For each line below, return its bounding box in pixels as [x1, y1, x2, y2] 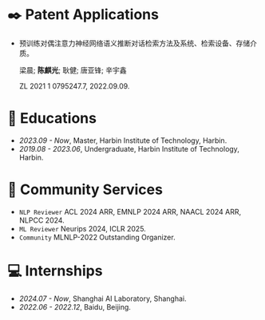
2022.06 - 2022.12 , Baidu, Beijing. [18, 302, 131, 311]
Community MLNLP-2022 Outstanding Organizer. [18, 232, 176, 242]
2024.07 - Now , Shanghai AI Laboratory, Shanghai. [18, 294, 187, 303]
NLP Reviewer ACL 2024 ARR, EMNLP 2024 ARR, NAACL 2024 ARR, [18, 207, 242, 216]
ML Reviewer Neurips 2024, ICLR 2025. [18, 223, 147, 233]
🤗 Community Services [7, 180, 163, 199]
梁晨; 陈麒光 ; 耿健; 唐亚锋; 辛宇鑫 [18, 65, 127, 75]
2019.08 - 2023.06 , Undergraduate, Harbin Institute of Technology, [18, 144, 240, 153]
